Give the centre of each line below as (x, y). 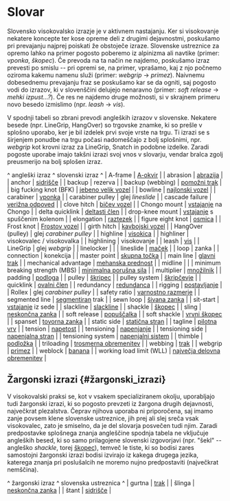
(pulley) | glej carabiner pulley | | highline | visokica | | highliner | (98, 233)
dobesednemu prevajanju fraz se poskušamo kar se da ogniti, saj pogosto (112, 82)
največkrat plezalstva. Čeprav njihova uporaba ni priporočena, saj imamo (110, 411)
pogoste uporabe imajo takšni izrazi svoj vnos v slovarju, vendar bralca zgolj (115, 154)
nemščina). (23, 469)
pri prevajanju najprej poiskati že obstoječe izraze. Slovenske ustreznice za (113, 45)
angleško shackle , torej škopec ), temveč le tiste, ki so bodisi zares (101, 447)
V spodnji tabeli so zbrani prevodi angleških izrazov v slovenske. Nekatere (112, 117)
